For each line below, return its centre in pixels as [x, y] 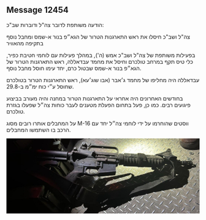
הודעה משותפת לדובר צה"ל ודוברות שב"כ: [55, 25]
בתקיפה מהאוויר [25, 43]
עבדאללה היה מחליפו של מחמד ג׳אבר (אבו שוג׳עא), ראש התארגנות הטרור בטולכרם [103, 80]
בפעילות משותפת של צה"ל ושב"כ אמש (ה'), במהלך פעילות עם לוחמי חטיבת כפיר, [101, 55]
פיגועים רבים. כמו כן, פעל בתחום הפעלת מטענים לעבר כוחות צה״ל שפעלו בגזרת [99, 105]
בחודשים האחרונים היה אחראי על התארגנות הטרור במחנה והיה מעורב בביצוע [95, 98]
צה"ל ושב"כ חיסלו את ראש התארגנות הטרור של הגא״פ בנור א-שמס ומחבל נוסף [98, 37]
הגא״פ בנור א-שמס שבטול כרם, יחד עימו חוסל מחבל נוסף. [74, 68]
